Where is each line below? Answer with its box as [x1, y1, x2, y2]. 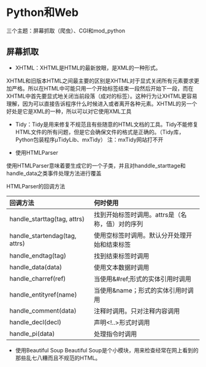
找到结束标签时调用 [94, 251, 150, 260]
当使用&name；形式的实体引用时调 [94, 286, 194, 294]
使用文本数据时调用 [94, 263, 150, 272]
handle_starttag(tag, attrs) [9, 215, 85, 223]
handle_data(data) [9, 262, 63, 271]
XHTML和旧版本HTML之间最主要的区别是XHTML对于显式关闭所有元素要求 [6, 77, 194, 84]
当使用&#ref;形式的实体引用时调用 [94, 275, 192, 283]
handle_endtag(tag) [9, 251, 66, 260]
